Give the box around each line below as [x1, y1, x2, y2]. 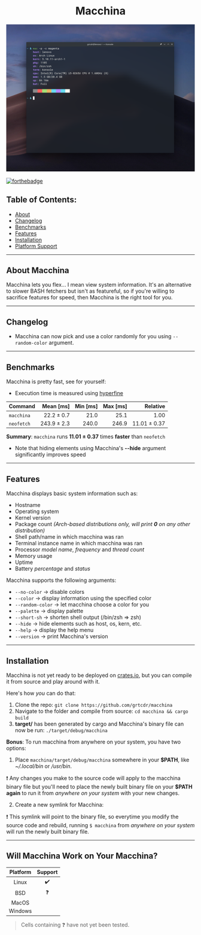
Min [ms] [74, 403, 98, 410]
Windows [8, 907, 32, 915]
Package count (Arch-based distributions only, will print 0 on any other [14, 521, 190, 528]
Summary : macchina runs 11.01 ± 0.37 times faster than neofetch [6, 433, 166, 441]
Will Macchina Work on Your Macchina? [6, 851, 158, 861]
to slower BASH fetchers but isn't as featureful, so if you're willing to [6, 287, 175, 295]
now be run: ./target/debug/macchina [14, 727, 108, 734]
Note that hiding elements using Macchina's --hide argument [14, 445, 166, 452]
